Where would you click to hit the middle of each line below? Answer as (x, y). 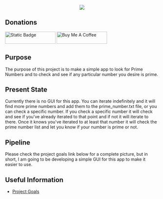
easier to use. (19, 164)
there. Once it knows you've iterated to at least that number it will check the (81, 122)
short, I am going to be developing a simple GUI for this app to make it (75, 159)
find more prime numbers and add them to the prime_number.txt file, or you (81, 107)
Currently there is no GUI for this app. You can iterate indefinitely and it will (80, 101)
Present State (26, 90)
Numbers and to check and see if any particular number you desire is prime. (82, 74)
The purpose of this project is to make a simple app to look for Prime (74, 69)
